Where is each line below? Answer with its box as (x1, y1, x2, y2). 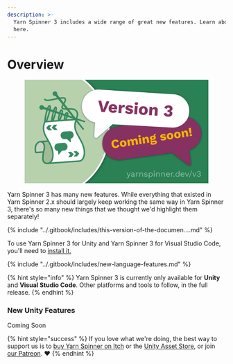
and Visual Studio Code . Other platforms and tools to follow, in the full (7, 281, 208, 289)
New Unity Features (7, 305, 76, 315)
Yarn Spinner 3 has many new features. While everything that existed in (7, 190, 212, 198)
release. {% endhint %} (7, 288, 74, 296)
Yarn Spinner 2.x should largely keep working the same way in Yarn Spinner (7, 198, 224, 206)
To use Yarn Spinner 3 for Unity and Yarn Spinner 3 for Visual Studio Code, (7, 239, 221, 248)
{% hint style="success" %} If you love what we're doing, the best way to (7, 335, 217, 343)
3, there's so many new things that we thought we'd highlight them (7, 205, 198, 213)
